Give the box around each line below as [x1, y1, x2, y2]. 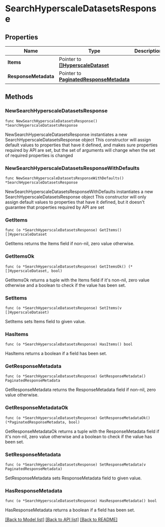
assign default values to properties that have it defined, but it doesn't [5, 199, 145, 205]
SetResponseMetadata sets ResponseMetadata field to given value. [5, 475, 142, 481]
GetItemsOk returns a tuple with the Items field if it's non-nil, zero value [5, 277, 150, 283]
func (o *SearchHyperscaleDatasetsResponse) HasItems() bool [5, 342, 133, 347]
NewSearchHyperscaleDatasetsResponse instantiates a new [5, 131, 128, 138]
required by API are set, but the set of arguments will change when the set [5, 147, 156, 153]
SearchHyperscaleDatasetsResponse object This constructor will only [5, 194, 146, 199]
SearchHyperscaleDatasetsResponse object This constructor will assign [5, 137, 151, 142]
